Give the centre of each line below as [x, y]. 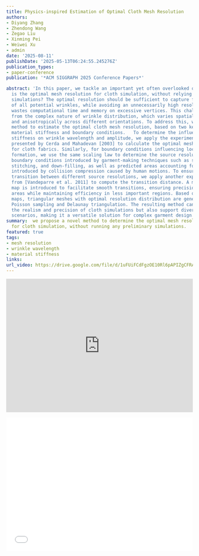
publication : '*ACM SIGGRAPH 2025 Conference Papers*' [75, 78]
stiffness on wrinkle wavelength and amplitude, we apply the [90, 138]
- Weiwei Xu [21, 45]
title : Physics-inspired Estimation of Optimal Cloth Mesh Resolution [95, 12]
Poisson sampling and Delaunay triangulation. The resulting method [98, 204]
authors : [17, 17]
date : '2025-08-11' [30, 56]
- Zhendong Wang [26, 28]
